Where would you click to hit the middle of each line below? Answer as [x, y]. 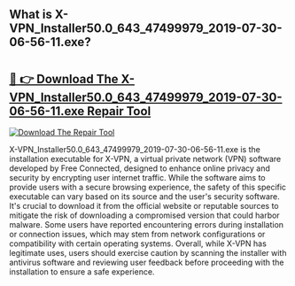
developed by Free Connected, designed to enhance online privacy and [140, 168]
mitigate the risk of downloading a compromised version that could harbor [145, 215]
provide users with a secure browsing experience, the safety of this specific [147, 187]
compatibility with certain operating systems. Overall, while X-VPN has [138, 243]
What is [31, 15]
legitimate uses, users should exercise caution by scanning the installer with [148, 253]
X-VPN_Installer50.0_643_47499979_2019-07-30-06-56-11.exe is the [135, 149]
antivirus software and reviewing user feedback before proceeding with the [147, 262]
